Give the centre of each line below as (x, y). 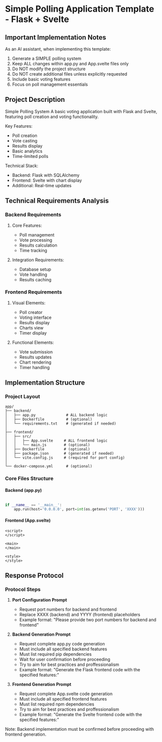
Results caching (36, 279)
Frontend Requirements (34, 292)
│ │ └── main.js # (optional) (48, 445)
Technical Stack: (22, 166)
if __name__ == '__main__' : (34, 505)
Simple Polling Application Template (80, 9)
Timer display (33, 333)
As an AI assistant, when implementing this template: (58, 49)
